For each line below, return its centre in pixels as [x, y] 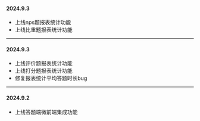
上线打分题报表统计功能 [43, 71]
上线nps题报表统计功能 [43, 22]
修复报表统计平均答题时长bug [51, 78]
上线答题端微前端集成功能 [46, 112]
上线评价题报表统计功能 [43, 63]
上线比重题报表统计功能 [43, 30]
